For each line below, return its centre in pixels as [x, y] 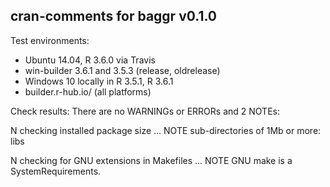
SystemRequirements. [56, 171]
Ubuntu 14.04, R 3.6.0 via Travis [90, 60]
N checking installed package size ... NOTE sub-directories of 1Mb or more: [166, 130]
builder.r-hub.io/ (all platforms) [88, 91]
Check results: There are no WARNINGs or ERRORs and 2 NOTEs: [145, 111]
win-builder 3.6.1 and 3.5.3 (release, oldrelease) [122, 70]
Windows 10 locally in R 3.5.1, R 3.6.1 [99, 81]
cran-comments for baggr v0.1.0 [114, 16]
